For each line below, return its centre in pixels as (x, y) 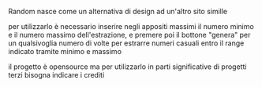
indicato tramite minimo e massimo (65, 51)
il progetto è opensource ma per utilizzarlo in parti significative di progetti (127, 67)
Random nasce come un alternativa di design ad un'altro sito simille (118, 11)
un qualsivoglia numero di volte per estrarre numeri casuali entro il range (126, 43)
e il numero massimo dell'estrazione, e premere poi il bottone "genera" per (129, 35)
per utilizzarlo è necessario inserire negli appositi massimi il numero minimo (131, 26)
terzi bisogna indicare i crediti (56, 75)
